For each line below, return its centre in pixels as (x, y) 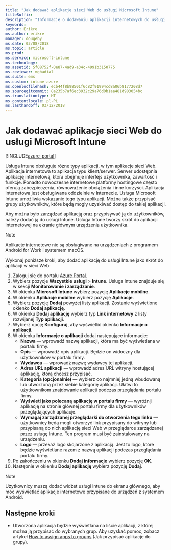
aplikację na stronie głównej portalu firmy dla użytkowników (83, 406)
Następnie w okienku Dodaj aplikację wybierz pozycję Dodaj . (78, 466)
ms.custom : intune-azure (32, 82)
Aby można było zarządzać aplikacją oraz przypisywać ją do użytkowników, (85, 214)
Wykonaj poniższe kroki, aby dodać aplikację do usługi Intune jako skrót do (84, 260)
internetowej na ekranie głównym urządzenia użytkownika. (67, 225)
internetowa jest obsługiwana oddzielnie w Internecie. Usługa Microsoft (80, 193)
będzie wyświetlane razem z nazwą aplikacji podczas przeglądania (91, 450)
